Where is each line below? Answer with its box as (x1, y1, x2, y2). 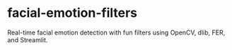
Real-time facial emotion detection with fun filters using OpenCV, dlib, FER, (7, 28, 226, 37)
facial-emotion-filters (7, 5, 138, 21)
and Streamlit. (7, 35, 48, 44)
